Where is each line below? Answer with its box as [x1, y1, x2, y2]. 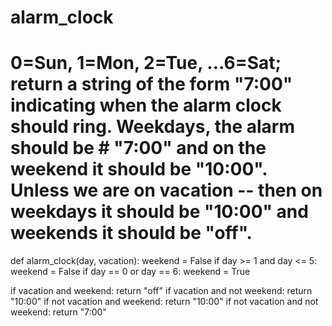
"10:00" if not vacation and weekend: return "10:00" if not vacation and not [10, 296, 319, 308]
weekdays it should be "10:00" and [10, 201, 309, 223]
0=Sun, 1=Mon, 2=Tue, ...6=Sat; [10, 52, 282, 75]
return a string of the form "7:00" [10, 73, 293, 96]
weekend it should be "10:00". [10, 158, 268, 181]
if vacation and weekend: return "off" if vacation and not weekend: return [10, 285, 313, 297]
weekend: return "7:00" [10, 306, 107, 318]
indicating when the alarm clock [10, 94, 282, 117]
